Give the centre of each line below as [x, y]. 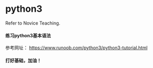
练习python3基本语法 [28, 35]
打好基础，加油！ [23, 60]
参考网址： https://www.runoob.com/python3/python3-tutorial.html [76, 48]
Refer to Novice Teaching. [33, 23]
